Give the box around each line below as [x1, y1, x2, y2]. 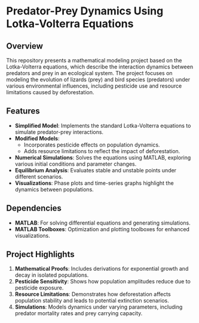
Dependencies [6, 203, 62, 214]
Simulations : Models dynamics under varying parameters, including [14, 303, 183, 310]
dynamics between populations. [14, 186, 94, 193]
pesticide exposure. [14, 284, 64, 292]
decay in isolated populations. [14, 271, 89, 279]
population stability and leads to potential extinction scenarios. [14, 297, 169, 304]
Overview [6, 41, 44, 51]
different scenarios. [14, 173, 63, 180]
